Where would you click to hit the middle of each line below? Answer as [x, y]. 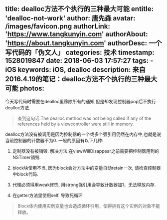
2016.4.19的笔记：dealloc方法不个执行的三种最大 [81, 79]
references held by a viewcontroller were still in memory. [76, 124]
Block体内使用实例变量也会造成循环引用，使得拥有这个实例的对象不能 [89, 206]
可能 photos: [25, 89]
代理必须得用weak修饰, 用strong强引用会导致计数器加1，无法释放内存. [84, 185]
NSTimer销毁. [26, 157]
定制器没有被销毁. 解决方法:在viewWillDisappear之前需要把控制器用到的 [86, 151]
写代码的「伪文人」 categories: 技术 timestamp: [80, 53]
